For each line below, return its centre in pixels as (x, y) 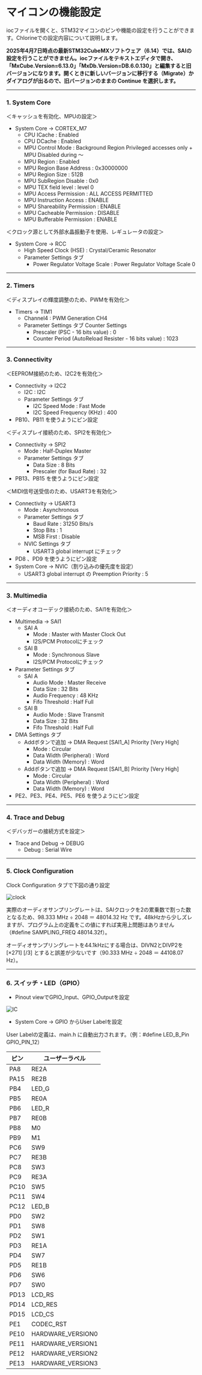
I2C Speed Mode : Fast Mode (69, 406)
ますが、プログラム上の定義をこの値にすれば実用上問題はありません (90, 925)
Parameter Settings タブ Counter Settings (75, 325)
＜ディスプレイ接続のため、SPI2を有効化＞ (59, 432)
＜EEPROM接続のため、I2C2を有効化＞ (55, 373)
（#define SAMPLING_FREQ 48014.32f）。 (58, 932)
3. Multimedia (27, 595)
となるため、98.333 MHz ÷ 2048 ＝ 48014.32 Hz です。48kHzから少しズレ (99, 917)
